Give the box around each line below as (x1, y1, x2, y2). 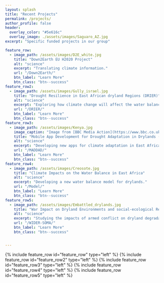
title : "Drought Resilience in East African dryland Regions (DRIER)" (14, 93, 161, 98)
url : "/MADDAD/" (14, 148, 47, 153)
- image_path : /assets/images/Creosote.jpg (9, 166, 99, 171)
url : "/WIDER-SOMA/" (14, 220, 56, 225)
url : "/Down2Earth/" (14, 70, 56, 76)
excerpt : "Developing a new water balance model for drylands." (14, 179, 147, 185)
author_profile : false (5, 21, 51, 26)
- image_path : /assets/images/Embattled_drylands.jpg (9, 202, 121, 207)
